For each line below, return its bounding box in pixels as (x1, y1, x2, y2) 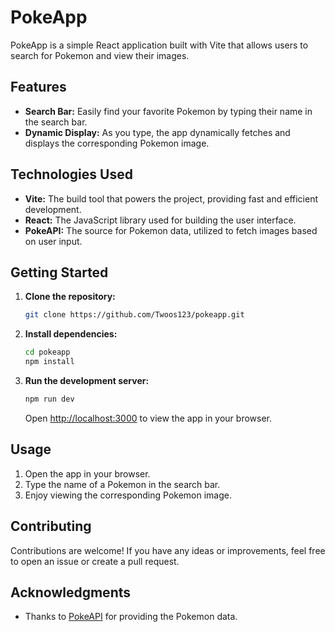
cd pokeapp (24, 347, 71, 358)
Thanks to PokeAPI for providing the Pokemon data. (24, 611, 238, 623)
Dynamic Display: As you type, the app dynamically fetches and (24, 126, 291, 138)
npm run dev (24, 394, 75, 404)
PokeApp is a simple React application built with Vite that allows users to (10, 39, 309, 51)
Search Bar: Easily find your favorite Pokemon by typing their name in (24, 105, 313, 117)
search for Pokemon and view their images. (10, 49, 190, 61)
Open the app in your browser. (24, 467, 151, 480)
